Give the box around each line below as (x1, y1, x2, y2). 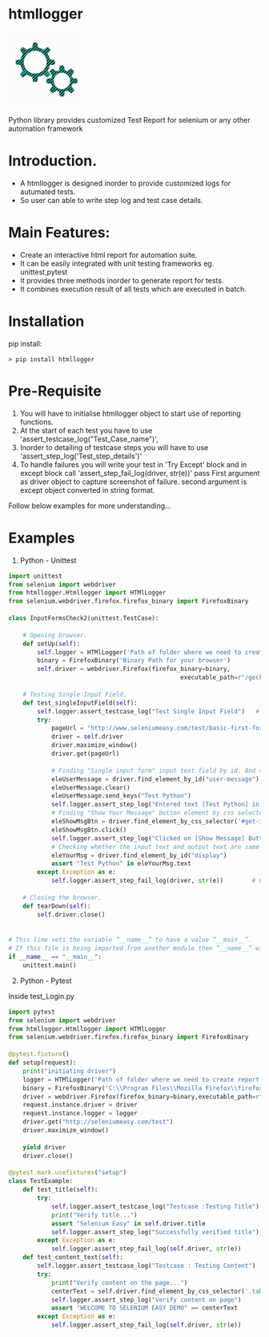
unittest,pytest (19, 266, 68, 277)
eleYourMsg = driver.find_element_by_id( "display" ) (50, 851, 227, 859)
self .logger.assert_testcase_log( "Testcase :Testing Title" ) (50, 1202, 260, 1210)
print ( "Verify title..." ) (50, 1211, 138, 1219)
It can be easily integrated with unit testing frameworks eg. (19, 258, 215, 268)
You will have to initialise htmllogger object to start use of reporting (19, 408, 242, 418)
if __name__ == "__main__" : (8, 953, 102, 961)
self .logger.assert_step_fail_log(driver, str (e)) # (50, 876, 256, 885)
